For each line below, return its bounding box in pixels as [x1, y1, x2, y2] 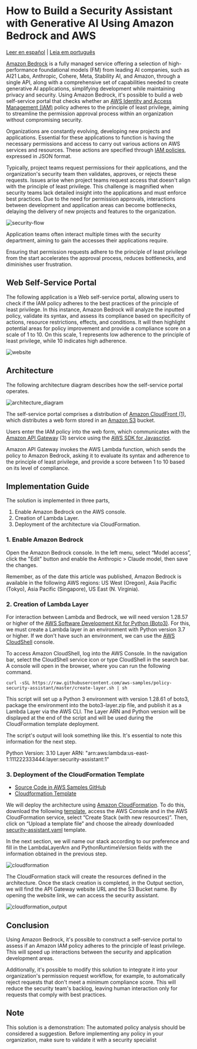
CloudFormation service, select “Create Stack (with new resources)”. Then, [6, 814, 188, 821]
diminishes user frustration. [6, 261, 72, 268]
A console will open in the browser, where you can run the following [6, 662, 171, 669]
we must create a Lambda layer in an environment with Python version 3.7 [6, 625, 185, 633]
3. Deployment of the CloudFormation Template [6, 770, 145, 778]
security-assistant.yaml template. [6, 827, 87, 834]
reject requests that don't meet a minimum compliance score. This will [6, 978, 176, 986]
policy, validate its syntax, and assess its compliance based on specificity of [6, 312, 191, 319]
